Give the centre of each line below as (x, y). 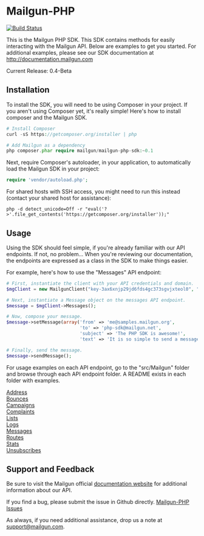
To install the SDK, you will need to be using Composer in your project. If (97, 104)
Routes (15, 437)
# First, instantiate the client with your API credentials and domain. (100, 283)
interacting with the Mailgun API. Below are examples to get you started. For (101, 46)
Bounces (17, 398)
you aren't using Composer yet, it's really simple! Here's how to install (93, 111)
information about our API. (39, 490)
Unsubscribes (24, 450)
